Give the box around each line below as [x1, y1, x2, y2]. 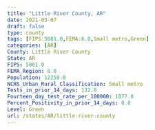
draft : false [7, 23, 45, 30]
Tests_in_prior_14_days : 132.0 [7, 87, 97, 94]
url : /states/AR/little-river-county [7, 112, 116, 119]
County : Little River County [7, 49, 91, 56]
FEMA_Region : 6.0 [7, 67, 57, 74]
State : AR [7, 55, 36, 62]
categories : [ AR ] [7, 42, 57, 49]
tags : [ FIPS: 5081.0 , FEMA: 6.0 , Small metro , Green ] [7, 36, 149, 43]
